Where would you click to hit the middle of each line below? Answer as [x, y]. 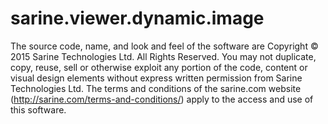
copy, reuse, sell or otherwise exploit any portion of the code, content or [159, 67]
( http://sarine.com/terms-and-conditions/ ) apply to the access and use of [162, 99]
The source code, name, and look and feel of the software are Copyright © [164, 46]
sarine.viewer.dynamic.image [137, 18]
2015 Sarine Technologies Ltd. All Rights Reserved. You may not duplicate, [163, 56]
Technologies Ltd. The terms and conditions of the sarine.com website [156, 88]
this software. [38, 109]
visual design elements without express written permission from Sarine [156, 78]
